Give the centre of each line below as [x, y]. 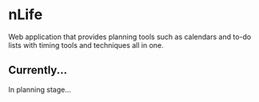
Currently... [38, 71]
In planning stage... [40, 89]
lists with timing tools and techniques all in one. [86, 45]
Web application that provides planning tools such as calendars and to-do [130, 37]
